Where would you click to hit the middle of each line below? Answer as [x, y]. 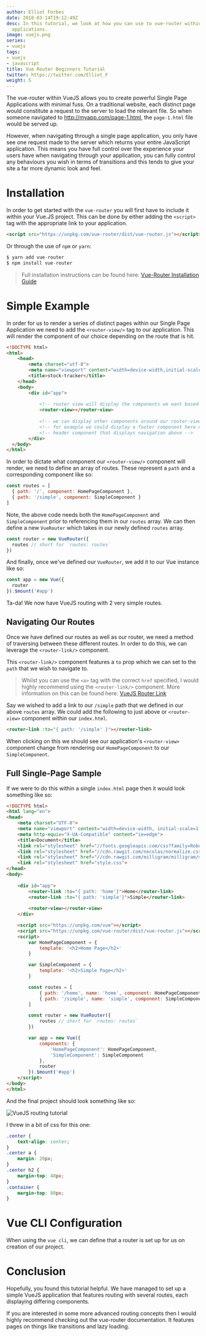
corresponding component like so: [50, 475]
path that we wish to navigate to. [48, 668]
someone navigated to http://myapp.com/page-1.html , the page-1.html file [100, 118]
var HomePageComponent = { [63, 942]
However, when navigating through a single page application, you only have [102, 136]
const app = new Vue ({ [35, 580]
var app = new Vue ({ [55, 1038]
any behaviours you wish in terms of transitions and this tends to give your [101, 162]
